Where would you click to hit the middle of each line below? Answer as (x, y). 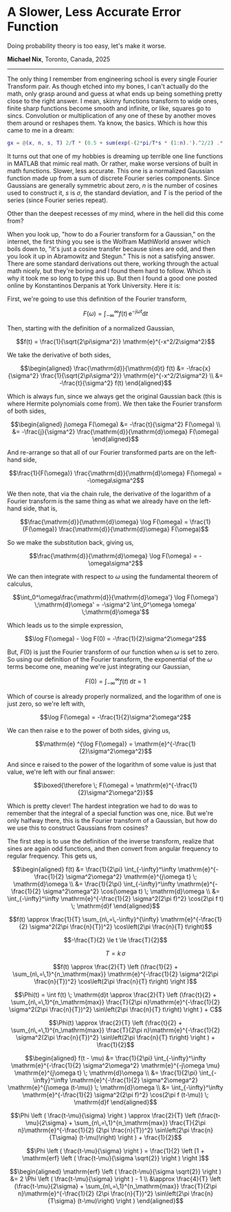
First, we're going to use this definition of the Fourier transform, (97, 299)
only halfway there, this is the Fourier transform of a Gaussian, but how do (112, 820)
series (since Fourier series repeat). (58, 200)
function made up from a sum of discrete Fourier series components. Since (113, 178)
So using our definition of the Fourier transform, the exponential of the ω (110, 659)
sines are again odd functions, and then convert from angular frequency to (113, 848)
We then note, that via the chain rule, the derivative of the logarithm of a (109, 494)
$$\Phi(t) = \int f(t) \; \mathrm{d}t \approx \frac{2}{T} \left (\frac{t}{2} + (115, 995)
